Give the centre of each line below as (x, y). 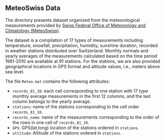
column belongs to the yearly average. (52, 101)
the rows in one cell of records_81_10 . (51, 122)
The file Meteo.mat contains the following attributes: (57, 81)
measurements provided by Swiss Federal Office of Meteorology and (76, 25)
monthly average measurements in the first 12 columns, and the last (82, 96)
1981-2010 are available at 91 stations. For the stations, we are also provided (82, 61)
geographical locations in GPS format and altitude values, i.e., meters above (82, 66)
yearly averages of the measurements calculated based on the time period (81, 56)
